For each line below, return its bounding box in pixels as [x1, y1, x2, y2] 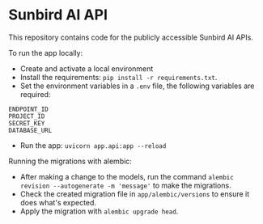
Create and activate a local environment [19, 63, 154, 74]
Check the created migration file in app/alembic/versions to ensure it [19, 188, 250, 199]
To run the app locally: [8, 48, 83, 57]
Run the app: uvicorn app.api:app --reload [19, 140, 167, 150]
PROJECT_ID [8, 112, 45, 120]
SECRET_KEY [8, 119, 45, 127]
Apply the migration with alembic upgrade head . [19, 206, 179, 216]
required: [19, 89, 51, 99]
